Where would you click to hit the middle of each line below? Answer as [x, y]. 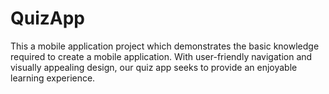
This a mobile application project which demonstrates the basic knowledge [165, 46]
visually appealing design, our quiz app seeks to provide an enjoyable [154, 67]
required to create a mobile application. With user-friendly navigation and [161, 56]
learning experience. [53, 78]
